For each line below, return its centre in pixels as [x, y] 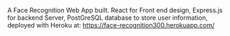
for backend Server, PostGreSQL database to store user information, [108, 18]
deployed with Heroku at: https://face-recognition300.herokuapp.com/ [111, 25]
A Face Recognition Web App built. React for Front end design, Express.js [115, 10]
